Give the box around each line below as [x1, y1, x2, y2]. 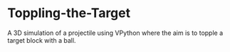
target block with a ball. [7, 36, 76, 44]
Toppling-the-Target [7, 5, 130, 21]
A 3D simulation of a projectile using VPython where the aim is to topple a [7, 28, 224, 37]
